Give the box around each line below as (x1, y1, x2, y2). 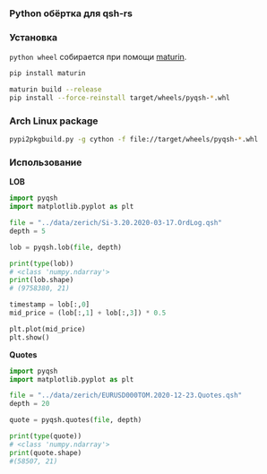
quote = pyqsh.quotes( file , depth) (9, 416, 142, 425)
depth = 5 (9, 227, 47, 236)
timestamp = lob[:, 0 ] (9, 300, 90, 309)
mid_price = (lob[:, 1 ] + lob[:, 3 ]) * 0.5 (9, 308, 167, 318)
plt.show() (9, 332, 50, 342)
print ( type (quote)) (9, 432, 82, 441)
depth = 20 (9, 400, 50, 409)
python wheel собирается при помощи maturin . (9, 52, 187, 63)
